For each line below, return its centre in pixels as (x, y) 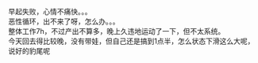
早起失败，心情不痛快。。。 (50, 11)
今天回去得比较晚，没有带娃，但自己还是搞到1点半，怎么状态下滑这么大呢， (131, 41)
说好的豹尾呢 (29, 51)
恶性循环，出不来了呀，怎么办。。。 (64, 21)
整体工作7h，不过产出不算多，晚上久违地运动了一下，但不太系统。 (117, 31)
